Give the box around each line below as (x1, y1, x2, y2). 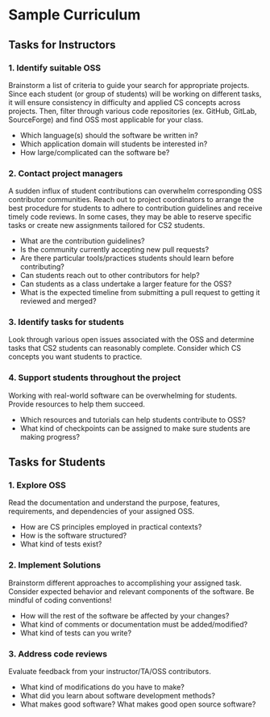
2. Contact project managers (8, 167, 123, 179)
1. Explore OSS (8, 479, 67, 491)
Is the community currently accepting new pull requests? (19, 245, 210, 255)
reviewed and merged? (19, 297, 97, 306)
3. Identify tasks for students (8, 317, 125, 328)
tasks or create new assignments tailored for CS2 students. (8, 221, 206, 230)
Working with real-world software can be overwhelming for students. (8, 390, 238, 400)
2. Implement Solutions (8, 559, 102, 571)
